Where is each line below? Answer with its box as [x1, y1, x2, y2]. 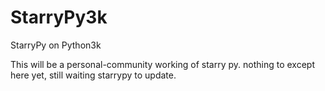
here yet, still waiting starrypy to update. [10, 69, 177, 81]
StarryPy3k [10, 6, 108, 29]
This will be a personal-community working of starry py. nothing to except [10, 58, 315, 70]
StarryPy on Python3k [10, 39, 102, 51]
